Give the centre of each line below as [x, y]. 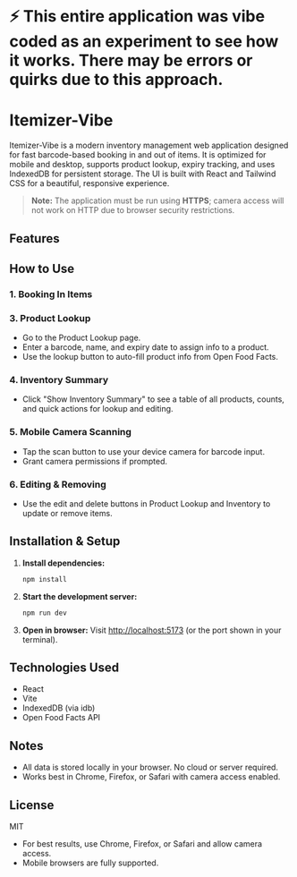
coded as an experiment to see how [144, 42]
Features [34, 238]
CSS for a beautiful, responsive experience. [89, 183]
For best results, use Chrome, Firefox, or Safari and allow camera [142, 844]
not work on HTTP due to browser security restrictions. [133, 210]
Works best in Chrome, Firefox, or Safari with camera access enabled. [151, 777]
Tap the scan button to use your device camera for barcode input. [144, 451]
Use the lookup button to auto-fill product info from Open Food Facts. [150, 357]
